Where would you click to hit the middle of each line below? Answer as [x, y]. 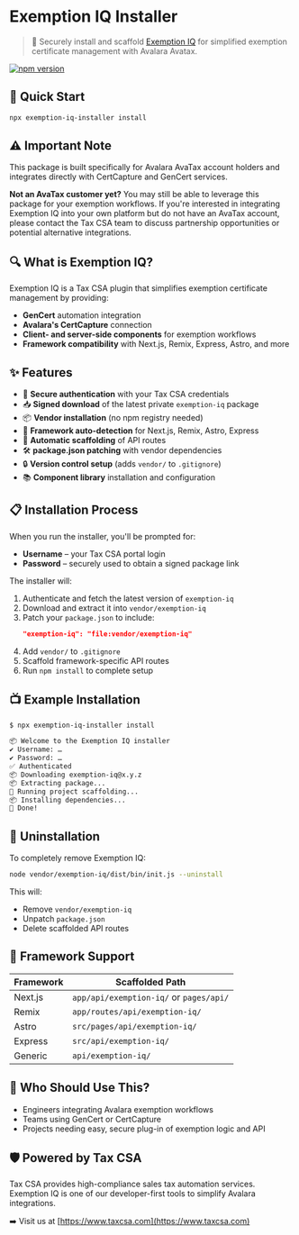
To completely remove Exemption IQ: [78, 858]
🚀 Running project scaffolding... [74, 791]
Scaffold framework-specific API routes [95, 660]
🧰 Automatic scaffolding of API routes [94, 440]
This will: [26, 892]
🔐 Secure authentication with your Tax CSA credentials [126, 395]
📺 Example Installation [75, 700]
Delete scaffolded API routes [75, 928]
